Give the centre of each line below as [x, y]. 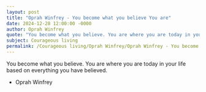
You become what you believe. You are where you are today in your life [96, 63]
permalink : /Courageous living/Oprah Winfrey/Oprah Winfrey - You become [103, 47]
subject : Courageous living [42, 40]
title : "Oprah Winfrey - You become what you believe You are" [89, 18]
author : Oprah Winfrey [35, 29]
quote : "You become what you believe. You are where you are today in [98, 35]
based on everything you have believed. [57, 70]
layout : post [23, 12]
